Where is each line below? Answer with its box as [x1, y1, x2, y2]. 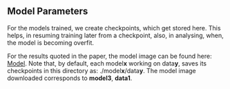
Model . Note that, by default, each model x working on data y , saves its [7, 59, 207, 68]
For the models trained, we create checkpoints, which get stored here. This [7, 23, 221, 32]
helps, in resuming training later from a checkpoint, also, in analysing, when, [7, 31, 224, 39]
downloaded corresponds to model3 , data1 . [7, 74, 133, 82]
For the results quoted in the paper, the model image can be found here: [7, 52, 212, 60]
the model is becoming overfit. [7, 38, 95, 47]
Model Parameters [7, 6, 88, 17]
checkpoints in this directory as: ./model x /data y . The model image [7, 66, 197, 75]
